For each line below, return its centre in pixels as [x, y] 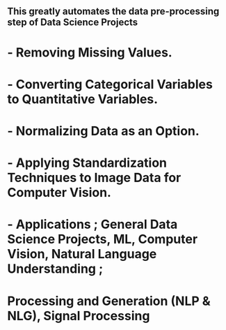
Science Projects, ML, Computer [103, 239]
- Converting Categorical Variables [110, 84]
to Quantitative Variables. [83, 99]
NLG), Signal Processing [79, 316]
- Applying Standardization [87, 163]
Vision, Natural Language [82, 254]
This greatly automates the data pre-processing [113, 12]
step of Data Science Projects [73, 23]
